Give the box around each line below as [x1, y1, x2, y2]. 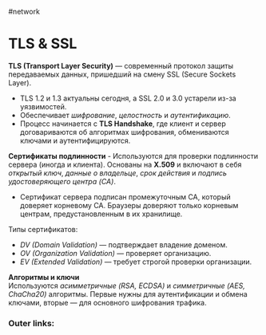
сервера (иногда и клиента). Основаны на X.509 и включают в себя [8, 160, 242, 169]
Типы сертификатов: [8, 224, 78, 234]
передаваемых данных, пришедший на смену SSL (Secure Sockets [8, 69, 236, 79]
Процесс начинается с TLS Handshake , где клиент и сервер [19, 119, 226, 128]
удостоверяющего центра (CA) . [8, 176, 116, 186]
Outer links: [8, 317, 55, 329]
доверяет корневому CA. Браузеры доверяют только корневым [19, 200, 239, 210]
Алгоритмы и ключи [8, 272, 80, 282]
